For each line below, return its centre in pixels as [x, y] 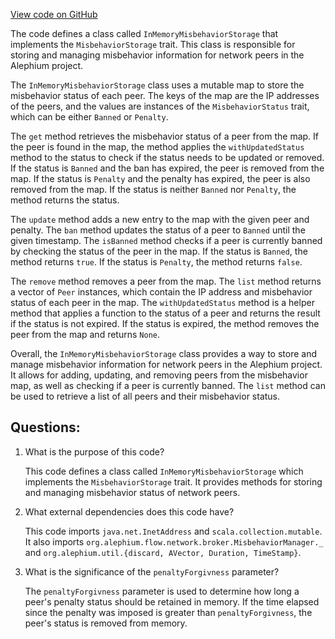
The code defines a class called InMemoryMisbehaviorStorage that [144, 33]
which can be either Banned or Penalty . [89, 117]
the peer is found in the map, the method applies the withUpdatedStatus [157, 147]
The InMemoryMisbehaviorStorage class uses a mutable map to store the [157, 85]
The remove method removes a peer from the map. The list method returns [166, 281]
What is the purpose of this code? [94, 451]
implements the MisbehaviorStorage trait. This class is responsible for [153, 44]
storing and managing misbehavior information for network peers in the [157, 55]
